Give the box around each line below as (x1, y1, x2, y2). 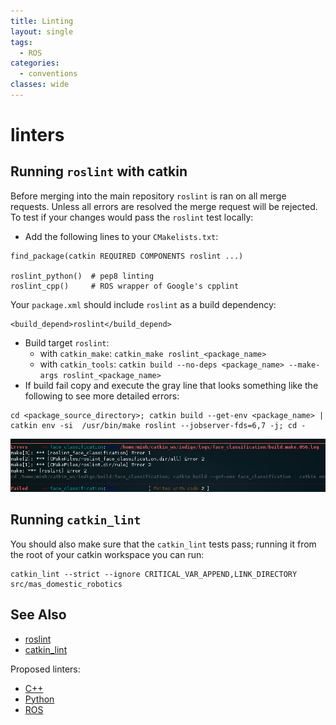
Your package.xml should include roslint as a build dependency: (10, 298, 277, 310)
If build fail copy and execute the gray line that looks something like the (24, 379, 319, 391)
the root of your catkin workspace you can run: (10, 548, 205, 560)
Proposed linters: (10, 663, 81, 675)
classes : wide (10, 80, 70, 90)
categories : (10, 58, 60, 69)
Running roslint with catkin (10, 163, 188, 180)
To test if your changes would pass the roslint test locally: (10, 211, 254, 223)
